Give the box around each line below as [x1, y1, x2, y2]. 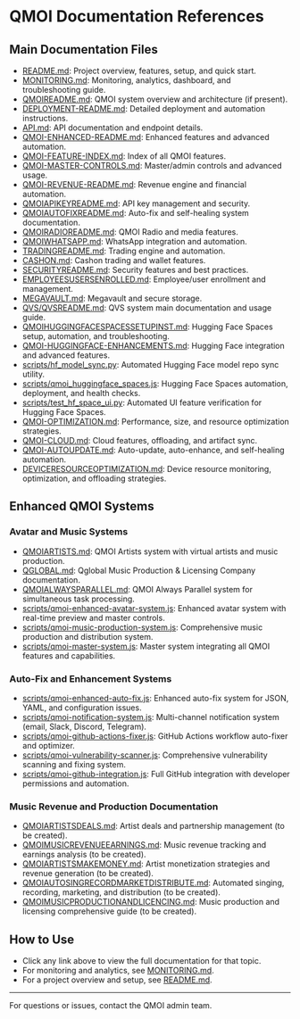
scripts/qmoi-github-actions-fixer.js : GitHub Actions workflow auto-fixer [21, 730, 288, 741]
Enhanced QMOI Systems [9, 499, 154, 514]
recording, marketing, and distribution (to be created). [21, 887, 221, 898]
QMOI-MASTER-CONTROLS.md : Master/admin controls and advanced [21, 161, 283, 170]
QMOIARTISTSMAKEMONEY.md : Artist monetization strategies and [21, 858, 271, 869]
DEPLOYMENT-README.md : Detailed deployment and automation [21, 104, 266, 113]
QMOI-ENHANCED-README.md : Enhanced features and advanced [21, 132, 270, 142]
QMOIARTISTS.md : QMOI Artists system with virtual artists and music [21, 546, 279, 557]
